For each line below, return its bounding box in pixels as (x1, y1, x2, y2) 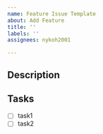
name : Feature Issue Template (7, 10, 97, 18)
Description (7, 68, 60, 81)
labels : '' (7, 30, 40, 37)
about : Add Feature (7, 17, 65, 24)
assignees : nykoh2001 (7, 37, 71, 44)
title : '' (7, 23, 37, 30)
